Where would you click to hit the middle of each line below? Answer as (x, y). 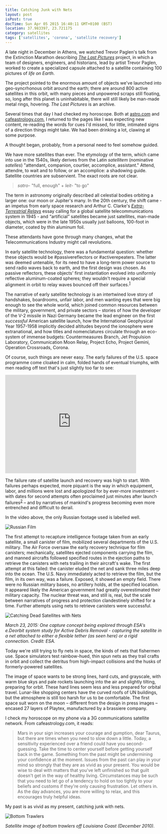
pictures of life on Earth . (30, 73)
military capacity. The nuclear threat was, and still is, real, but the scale (78, 595)
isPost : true (19, 19)
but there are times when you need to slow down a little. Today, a (84, 738)
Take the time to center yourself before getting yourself (95, 749)
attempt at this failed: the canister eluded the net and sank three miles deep (83, 569)
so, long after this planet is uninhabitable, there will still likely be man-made (82, 99)
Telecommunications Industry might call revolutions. (59, 242)
